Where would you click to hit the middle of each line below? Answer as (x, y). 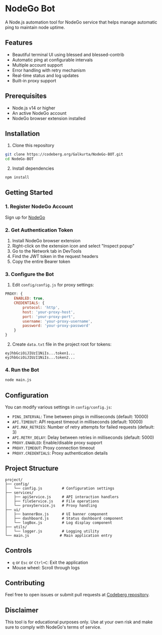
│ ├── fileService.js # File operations (52, 501)
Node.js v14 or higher (34, 108)
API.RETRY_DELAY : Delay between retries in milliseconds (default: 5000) (83, 437)
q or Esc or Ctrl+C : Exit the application (50, 562)
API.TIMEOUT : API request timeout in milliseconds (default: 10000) (77, 422)
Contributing (25, 583)
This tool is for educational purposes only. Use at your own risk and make (79, 622)
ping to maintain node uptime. (35, 27)
